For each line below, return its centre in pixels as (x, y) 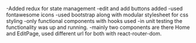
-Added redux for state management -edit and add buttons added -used (94, 9)
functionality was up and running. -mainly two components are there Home (98, 27)
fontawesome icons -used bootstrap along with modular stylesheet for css (97, 15)
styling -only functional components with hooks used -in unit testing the (94, 21)
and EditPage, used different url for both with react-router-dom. (84, 34)
